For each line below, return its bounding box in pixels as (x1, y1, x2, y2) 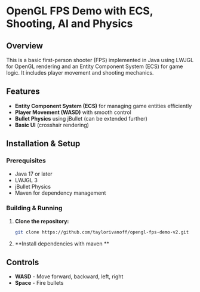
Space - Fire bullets (14, 279, 64, 287)
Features (6, 87, 40, 97)
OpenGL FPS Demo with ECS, (6, 4, 153, 18)
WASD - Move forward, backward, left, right (14, 273, 124, 280)
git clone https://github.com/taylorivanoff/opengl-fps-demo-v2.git (14, 229, 189, 235)
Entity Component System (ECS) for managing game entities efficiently (14, 102, 192, 109)
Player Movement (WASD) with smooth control (14, 109, 131, 116)
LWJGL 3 (14, 176, 38, 183)
